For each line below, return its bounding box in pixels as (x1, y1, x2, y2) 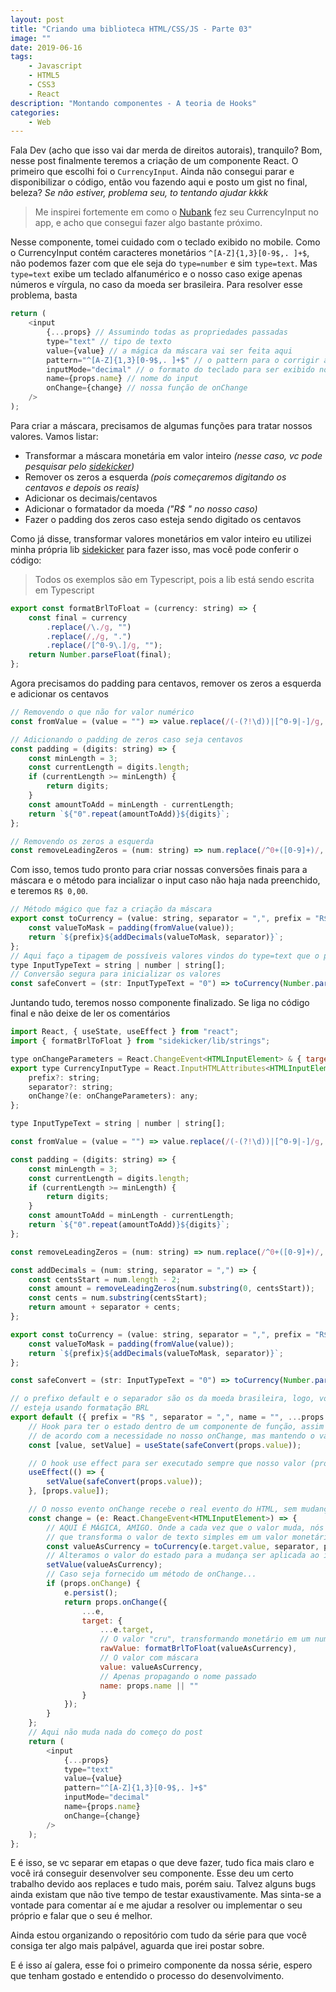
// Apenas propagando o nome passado (99, 1671, 257, 1681)
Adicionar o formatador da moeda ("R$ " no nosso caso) (24, 502, 258, 515)
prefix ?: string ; (28, 1072, 101, 1083)
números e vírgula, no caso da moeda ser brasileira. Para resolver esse (10, 279, 303, 291)
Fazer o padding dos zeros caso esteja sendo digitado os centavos (24, 513, 302, 525)
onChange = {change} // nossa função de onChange (46, 383, 248, 393)
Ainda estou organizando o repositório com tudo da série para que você (10, 1929, 307, 1941)
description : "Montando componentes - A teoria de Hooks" (10, 98, 257, 108)
